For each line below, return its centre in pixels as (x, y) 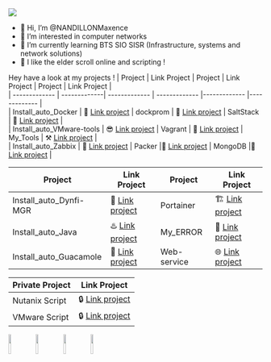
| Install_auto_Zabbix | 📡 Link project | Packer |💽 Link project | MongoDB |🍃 (132, 146)
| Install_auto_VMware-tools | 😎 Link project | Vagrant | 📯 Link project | (126, 129)
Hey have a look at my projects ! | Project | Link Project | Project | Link (124, 77)
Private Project (42, 285)
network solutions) (51, 53)
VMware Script (41, 317)
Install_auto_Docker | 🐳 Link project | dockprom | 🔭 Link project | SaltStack (136, 112)
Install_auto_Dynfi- (48, 200)
